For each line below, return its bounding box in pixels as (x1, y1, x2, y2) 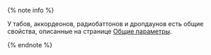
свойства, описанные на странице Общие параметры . (7, 28, 172, 35)
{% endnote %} (7, 41, 53, 49)
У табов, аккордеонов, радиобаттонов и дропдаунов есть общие (7, 20, 204, 28)
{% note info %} (7, 6, 55, 14)
